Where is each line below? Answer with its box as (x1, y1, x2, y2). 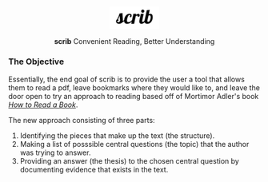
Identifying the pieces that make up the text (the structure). (19, 130, 215, 140)
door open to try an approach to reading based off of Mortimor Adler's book (8, 91, 259, 101)
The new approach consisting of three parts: (8, 115, 155, 125)
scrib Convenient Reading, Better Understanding (54, 36, 215, 45)
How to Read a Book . (8, 100, 78, 109)
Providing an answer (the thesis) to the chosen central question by (19, 156, 240, 165)
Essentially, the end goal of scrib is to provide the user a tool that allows (8, 74, 246, 84)
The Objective (8, 56, 65, 67)
